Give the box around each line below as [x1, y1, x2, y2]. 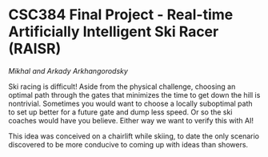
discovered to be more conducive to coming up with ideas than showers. [8, 139, 249, 149]
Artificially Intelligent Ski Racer [8, 22, 219, 41]
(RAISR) [8, 40, 62, 58]
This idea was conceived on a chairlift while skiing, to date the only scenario [8, 131, 260, 141]
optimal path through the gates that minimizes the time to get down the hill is [8, 90, 261, 99]
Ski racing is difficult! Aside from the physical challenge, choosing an [8, 82, 236, 91]
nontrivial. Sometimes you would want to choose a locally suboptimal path [8, 99, 254, 108]
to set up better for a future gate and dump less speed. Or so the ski [8, 107, 233, 117]
